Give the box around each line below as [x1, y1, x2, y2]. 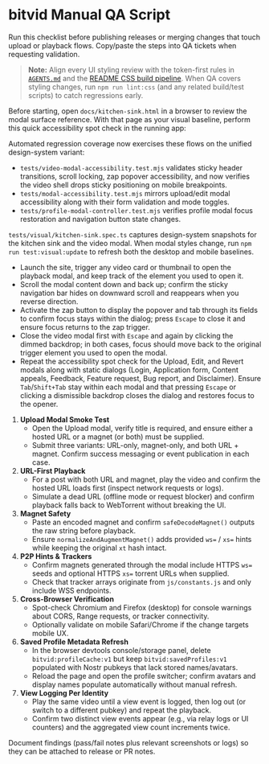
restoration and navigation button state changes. [19, 214, 181, 224]
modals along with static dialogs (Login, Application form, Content [19, 364, 239, 375]
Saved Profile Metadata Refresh [19, 637, 128, 647]
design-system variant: [8, 147, 85, 157]
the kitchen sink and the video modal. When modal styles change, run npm [8, 238, 252, 248]
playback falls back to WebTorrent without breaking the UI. [31, 500, 226, 510]
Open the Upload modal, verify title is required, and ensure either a [31, 423, 253, 433]
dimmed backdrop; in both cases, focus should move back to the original [19, 339, 262, 349]
